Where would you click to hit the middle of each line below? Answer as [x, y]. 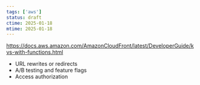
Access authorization [41, 77]
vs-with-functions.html [35, 52]
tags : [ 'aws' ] [24, 12]
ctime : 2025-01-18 [29, 23]
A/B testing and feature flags [51, 71]
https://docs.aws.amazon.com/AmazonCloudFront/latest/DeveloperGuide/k [100, 46]
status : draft [24, 17]
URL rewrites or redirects [46, 64]
